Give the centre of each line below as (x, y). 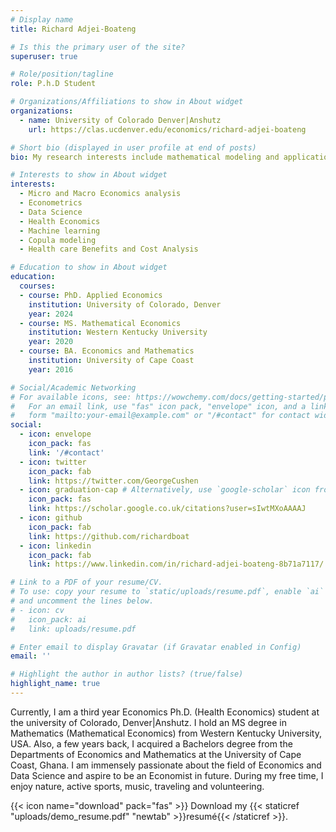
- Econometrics (51, 203)
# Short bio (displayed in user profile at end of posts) (133, 147)
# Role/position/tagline (62, 74)
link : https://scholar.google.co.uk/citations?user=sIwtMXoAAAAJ (167, 509)
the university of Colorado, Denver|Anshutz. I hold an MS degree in (148, 722)
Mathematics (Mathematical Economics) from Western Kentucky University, (166, 733)
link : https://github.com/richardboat (109, 536)
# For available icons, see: (71, 397)
